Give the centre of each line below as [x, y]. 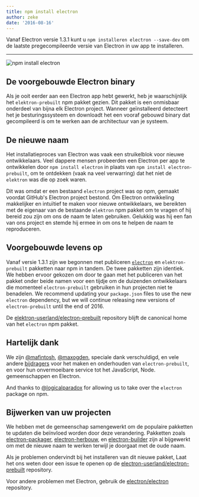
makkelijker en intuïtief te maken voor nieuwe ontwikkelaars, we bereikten [96, 204]
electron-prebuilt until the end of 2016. [55, 306]
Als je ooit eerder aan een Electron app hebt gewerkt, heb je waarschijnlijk [97, 96]
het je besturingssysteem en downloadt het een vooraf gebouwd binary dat [98, 115]
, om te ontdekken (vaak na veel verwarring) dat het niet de [99, 173]
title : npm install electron [42, 12]
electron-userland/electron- [155, 464]
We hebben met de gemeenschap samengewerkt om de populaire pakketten [100, 427]
